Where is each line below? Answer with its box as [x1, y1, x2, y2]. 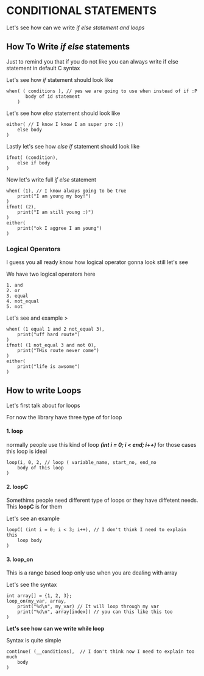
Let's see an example [6, 515, 60, 523]
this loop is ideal [6, 447, 47, 455]
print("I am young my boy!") [17, 193, 91, 199]
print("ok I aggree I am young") [17, 225, 102, 231]
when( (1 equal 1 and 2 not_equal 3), [6, 326, 105, 332]
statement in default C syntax [6, 64, 80, 72]
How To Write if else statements [6, 42, 130, 52]
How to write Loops [6, 386, 82, 396]
